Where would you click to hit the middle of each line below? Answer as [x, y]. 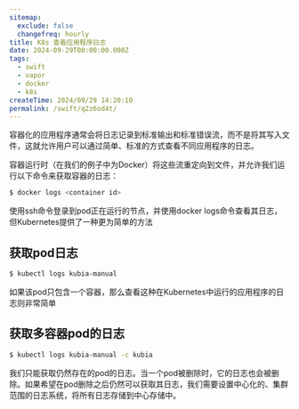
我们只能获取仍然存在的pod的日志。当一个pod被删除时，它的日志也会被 [141, 373]
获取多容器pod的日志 [67, 334]
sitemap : [25, 17]
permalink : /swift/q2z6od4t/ [63, 108]
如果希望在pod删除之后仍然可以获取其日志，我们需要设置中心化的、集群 [157, 384]
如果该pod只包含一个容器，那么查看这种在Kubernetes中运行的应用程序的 [143, 292]
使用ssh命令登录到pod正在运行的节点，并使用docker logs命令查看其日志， [146, 211]
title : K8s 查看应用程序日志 [58, 42]
